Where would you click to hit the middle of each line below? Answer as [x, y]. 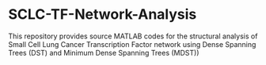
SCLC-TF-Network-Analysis [103, 14]
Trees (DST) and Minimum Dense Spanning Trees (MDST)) [104, 52]
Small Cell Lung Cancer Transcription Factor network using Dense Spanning [132, 44]
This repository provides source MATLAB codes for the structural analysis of [133, 36]
